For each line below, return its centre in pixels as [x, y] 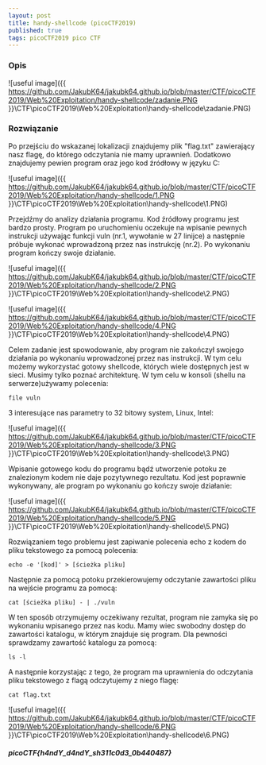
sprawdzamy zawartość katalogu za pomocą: [83, 642]
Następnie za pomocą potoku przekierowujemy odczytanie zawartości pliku [132, 579]
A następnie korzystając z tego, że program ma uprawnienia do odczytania [131, 671]
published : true [35, 30]
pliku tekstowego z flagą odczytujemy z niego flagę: [93, 680]
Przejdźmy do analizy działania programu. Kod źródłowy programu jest [124, 218]
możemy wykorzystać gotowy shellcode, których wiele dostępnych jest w [129, 366]
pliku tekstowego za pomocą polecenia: [73, 550]
